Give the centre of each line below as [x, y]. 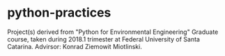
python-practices [59, 13]
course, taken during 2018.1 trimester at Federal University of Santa [104, 39]
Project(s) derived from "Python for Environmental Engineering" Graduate [113, 32]
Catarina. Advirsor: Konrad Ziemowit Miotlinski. [75, 46]
